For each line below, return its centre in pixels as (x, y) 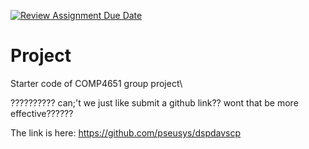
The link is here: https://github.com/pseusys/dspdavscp (126, 132)
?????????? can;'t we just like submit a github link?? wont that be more (154, 102)
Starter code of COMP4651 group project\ (96, 83)
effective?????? (42, 113)
